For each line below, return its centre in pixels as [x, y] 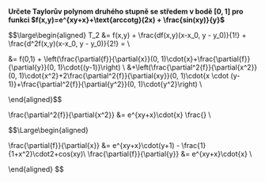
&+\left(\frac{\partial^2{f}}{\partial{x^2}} [192, 67]
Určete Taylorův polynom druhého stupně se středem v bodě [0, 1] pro [126, 11]
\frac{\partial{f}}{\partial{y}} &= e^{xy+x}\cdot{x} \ [170, 154]
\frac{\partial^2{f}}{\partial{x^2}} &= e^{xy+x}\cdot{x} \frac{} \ [110, 115]
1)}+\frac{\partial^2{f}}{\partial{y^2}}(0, [72, 84]
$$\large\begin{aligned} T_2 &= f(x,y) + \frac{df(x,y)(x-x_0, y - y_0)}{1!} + [127, 35]
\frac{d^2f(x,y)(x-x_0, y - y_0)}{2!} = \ [69, 44]
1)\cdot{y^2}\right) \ [170, 84]
